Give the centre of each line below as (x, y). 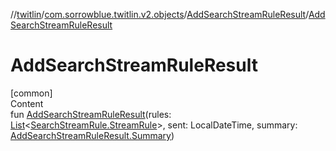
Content (27, 103)
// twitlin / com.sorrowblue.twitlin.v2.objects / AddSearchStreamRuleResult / (159, 14)
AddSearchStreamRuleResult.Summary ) (92, 135)
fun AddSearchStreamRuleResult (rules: (91, 114)
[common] (31, 93)
